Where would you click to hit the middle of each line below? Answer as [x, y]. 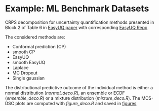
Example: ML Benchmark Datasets [77, 9]
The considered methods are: [35, 37]
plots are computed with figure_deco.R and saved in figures [76, 103]
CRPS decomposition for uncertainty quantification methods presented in [80, 22]
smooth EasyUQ [29, 62]
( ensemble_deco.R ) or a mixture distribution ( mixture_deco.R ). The [73, 98]
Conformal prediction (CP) [39, 46]
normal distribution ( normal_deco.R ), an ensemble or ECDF [65, 93]
